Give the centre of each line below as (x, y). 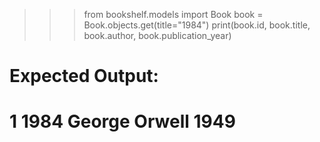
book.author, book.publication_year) (157, 35)
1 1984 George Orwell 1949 (122, 121)
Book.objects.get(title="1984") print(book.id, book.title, (197, 25)
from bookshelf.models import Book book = (173, 14)
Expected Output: (84, 76)
